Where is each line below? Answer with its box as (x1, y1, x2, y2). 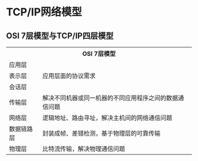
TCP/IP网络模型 (6, 5, 82, 19)
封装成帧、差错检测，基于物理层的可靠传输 (42, 129, 161, 137)
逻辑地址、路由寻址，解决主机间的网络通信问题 (42, 114, 173, 121)
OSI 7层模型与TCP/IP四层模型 (6, 31, 114, 41)
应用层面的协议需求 (42, 72, 96, 80)
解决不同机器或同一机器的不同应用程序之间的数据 (42, 94, 179, 102)
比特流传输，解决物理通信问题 (42, 145, 126, 153)
